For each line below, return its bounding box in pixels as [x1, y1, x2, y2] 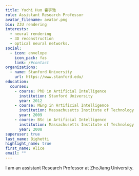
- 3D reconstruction [10, 36, 54, 42]
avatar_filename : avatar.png [5, 17, 68, 22]
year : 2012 [18, 98, 43, 103]
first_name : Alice [5, 146, 45, 151]
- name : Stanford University [10, 70, 72, 75]
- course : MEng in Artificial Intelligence [14, 103, 109, 108]
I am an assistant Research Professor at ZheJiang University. [5, 165, 134, 171]
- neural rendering [10, 31, 52, 36]
